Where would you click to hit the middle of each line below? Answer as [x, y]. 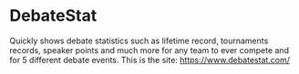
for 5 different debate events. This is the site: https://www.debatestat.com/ [149, 60]
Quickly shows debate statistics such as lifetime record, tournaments [139, 41]
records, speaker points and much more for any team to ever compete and [149, 50]
